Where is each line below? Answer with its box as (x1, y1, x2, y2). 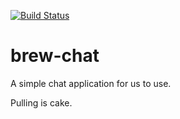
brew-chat (10, 45, 100, 67)
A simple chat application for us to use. (10, 77, 172, 89)
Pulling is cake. (10, 96, 73, 109)
